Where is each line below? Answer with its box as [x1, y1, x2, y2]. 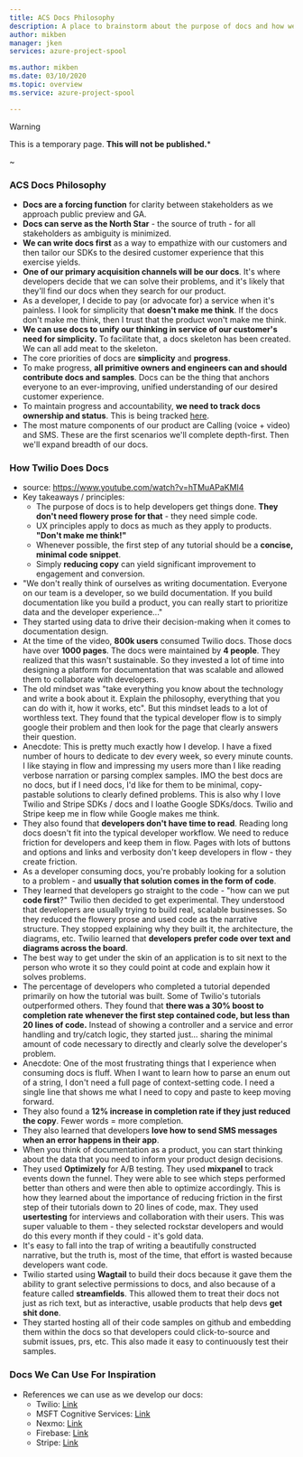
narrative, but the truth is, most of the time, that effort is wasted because [22, 1250, 293, 1261]
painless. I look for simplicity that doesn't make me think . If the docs [22, 304, 279, 315]
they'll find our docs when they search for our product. [22, 285, 227, 296]
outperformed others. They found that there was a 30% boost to [22, 1000, 264, 1012]
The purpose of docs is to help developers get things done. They [35, 501, 279, 512]
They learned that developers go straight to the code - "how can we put [22, 885, 290, 896]
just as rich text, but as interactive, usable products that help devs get [22, 1298, 282, 1309]
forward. [22, 1097, 55, 1107]
